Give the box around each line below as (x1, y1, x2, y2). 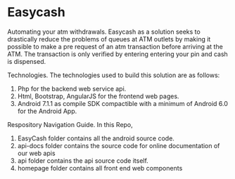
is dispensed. (7, 57, 46, 65)
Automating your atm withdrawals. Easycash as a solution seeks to (7, 27, 201, 36)
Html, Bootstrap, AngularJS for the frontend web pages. (17, 92, 179, 100)
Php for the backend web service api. (17, 84, 127, 93)
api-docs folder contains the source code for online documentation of (17, 141, 220, 150)
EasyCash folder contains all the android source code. (17, 134, 174, 142)
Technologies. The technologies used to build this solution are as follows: (7, 71, 220, 79)
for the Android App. (17, 107, 77, 115)
